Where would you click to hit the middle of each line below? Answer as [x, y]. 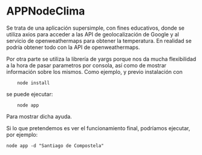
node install [34, 83]
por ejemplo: [22, 134]
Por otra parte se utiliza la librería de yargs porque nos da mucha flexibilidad [101, 59]
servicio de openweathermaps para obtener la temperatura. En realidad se [99, 41]
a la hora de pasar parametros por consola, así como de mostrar [86, 65]
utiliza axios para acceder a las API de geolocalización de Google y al [93, 34]
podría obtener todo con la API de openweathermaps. [73, 47]
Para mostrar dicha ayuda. [39, 116]
